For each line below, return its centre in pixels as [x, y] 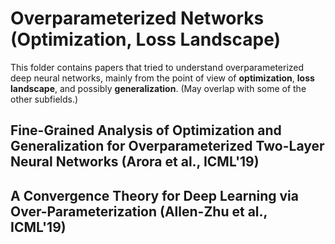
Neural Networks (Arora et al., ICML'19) [135, 162]
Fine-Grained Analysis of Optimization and [146, 130]
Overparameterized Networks [137, 18]
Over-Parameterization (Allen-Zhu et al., [139, 211]
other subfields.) [44, 99]
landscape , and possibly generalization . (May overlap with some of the [158, 88]
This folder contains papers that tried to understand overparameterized [157, 67]
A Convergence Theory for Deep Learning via [154, 195]
